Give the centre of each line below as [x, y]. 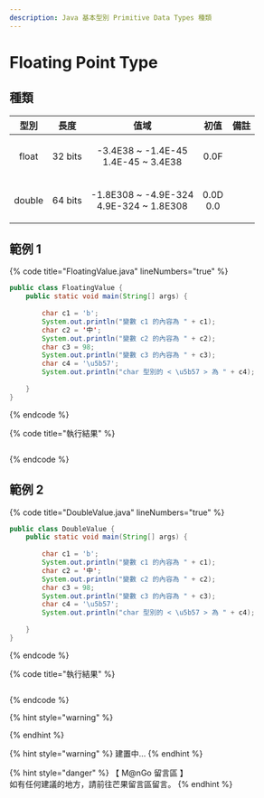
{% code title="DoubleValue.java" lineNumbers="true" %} [117, 512]
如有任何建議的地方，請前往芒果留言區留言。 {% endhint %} [121, 784]
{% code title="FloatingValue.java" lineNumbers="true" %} [119, 271]
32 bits [67, 156]
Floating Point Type [84, 62]
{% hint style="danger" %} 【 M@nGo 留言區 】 [99, 773]
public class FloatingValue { [66, 288]
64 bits [67, 200]
